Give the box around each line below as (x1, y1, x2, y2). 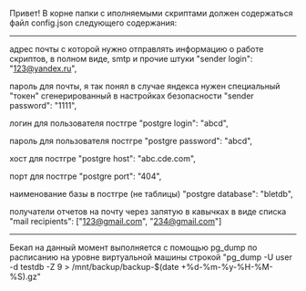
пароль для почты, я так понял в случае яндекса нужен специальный (9, 81, 280, 91)
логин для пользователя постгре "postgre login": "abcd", (9, 118, 229, 129)
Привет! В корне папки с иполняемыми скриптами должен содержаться (9, 8, 293, 18)
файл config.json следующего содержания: (9, 17, 178, 28)
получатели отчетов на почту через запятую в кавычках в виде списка (9, 206, 287, 217)
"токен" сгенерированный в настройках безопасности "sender (9, 90, 255, 101)
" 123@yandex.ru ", (9, 63, 77, 74)
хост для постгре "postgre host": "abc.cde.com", (9, 153, 196, 163)
